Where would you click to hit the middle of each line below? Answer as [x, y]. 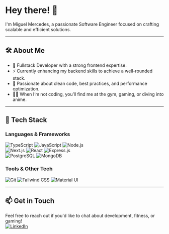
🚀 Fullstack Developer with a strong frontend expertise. [69, 65]
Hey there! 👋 [31, 10]
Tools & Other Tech [29, 169]
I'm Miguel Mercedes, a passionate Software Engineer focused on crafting [82, 24]
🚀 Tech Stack [26, 120]
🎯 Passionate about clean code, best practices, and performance [80, 83]
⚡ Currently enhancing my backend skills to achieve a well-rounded [82, 71]
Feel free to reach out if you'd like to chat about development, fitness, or [80, 215]
